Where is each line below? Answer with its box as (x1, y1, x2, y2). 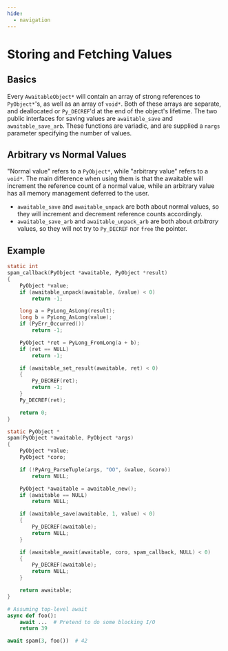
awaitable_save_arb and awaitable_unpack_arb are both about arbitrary (17, 217, 219, 225)
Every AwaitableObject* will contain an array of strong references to (7, 92, 201, 100)
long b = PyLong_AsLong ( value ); (19, 314, 112, 321)
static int (7, 263, 39, 270)
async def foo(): (7, 612, 57, 619)
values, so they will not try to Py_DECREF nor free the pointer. (17, 225, 187, 233)
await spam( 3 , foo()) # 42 (7, 637, 88, 645)
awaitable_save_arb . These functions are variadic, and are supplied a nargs (7, 122, 220, 130)
